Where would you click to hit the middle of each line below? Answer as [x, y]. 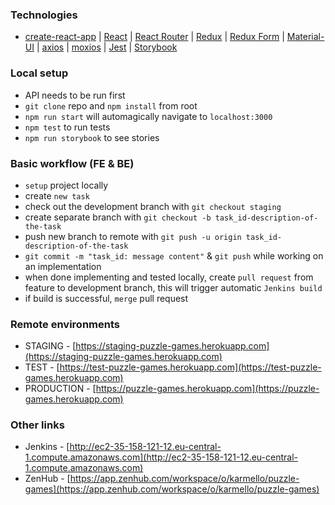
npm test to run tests [67, 127]
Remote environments [65, 324]
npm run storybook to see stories [92, 137]
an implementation [63, 266]
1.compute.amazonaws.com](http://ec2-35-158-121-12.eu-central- [161, 457]
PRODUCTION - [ [60, 389]
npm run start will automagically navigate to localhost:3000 [148, 116]
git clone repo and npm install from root [111, 105]
